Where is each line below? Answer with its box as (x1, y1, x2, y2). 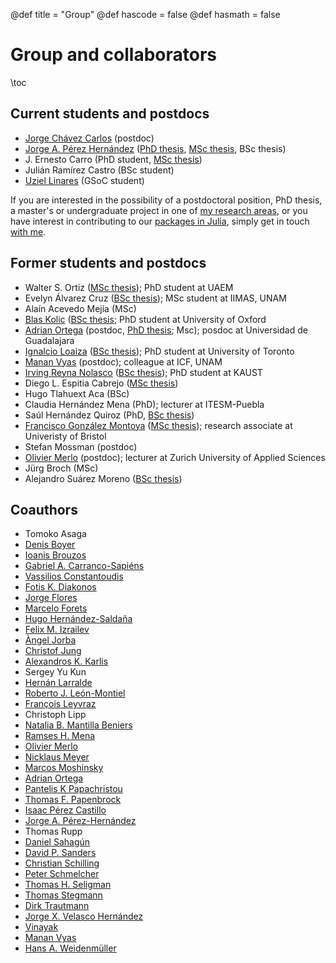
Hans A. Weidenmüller (24, 942, 117, 954)
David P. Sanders (24, 847, 97, 859)
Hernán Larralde (24, 677, 93, 689)
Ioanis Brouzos (24, 549, 87, 561)
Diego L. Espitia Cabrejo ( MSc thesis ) (24, 377, 179, 389)
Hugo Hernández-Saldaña (24, 613, 133, 625)
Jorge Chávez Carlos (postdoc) (24, 132, 155, 144)
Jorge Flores (24, 592, 78, 604)
